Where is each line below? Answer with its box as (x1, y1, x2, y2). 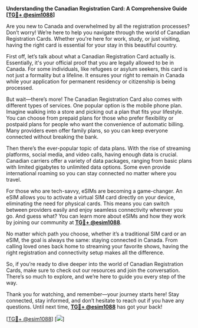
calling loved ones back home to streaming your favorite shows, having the (6, 243, 189, 250)
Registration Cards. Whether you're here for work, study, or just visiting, (6, 35, 181, 42)
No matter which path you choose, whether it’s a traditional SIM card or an (6, 230, 187, 237)
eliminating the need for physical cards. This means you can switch (6, 200, 170, 207)
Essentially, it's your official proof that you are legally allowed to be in (6, 59, 174, 66)
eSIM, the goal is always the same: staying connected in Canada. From (6, 237, 178, 244)
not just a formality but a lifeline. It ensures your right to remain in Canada (6, 72, 184, 78)
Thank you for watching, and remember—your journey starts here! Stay (6, 291, 180, 297)
